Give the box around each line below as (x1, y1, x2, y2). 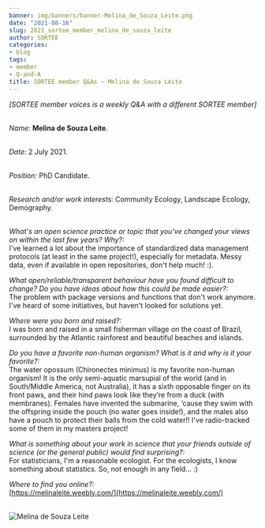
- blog (9, 48, 31, 56)
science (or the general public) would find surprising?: (9, 447, 185, 457)
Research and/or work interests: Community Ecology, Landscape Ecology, (9, 194, 251, 204)
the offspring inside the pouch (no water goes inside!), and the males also (9, 406, 249, 416)
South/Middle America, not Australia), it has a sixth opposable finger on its (9, 381, 251, 391)
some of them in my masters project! (9, 424, 129, 433)
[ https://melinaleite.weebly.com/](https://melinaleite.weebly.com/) (9, 488, 224, 497)
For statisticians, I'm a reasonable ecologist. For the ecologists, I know (9, 455, 237, 465)
